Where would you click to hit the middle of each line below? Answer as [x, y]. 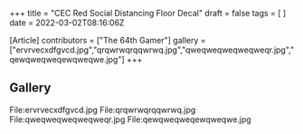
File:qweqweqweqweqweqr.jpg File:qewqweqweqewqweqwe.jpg [130, 119]
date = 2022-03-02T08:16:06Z [67, 23]
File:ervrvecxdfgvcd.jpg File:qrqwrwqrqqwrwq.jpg [103, 110]
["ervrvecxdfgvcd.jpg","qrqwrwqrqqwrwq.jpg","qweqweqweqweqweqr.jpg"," [152, 50]
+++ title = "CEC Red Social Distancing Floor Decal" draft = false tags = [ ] [148, 13]
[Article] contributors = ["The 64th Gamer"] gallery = [108, 40]
